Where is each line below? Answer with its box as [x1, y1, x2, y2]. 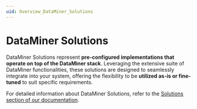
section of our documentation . [6, 96, 79, 103]
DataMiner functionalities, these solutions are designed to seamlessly [6, 66, 175, 73]
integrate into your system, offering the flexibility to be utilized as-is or [6, 72, 178, 80]
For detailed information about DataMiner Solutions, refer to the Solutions [6, 90, 184, 97]
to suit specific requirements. [22, 78, 93, 85]
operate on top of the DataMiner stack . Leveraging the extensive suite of [6, 60, 185, 67]
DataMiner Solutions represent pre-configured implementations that [6, 54, 175, 61]
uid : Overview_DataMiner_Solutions [6, 8, 94, 15]
